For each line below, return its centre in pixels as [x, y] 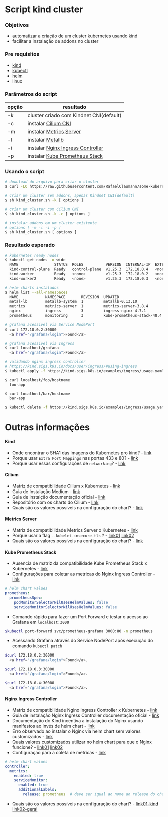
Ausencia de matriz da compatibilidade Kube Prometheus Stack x [80, 563]
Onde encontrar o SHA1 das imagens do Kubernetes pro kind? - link [82, 453]
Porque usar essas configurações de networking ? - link [69, 463]
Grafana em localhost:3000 [41, 622]
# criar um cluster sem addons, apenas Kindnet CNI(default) [70, 196]
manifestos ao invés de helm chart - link [53, 726]
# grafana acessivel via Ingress [40, 343]
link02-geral [25, 809]
